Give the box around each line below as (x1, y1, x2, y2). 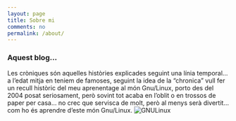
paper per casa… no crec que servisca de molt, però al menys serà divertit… (7, 99, 229, 107)
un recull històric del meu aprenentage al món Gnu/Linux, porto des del (7, 83, 214, 92)
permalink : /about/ (7, 29, 65, 37)
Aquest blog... (7, 53, 58, 63)
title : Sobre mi (7, 17, 55, 24)
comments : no (7, 23, 46, 30)
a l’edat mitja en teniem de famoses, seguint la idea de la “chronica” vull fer (7, 76, 225, 85)
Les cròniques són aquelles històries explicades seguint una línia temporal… (7, 69, 228, 77)
